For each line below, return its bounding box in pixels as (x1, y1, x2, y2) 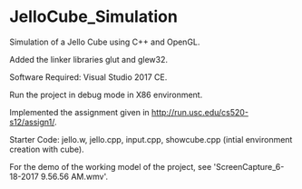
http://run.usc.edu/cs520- (151, 106, 249, 117)
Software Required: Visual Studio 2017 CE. (9, 71, 168, 83)
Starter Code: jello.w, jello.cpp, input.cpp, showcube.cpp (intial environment (9, 134, 293, 144)
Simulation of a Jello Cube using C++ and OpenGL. (9, 36, 200, 47)
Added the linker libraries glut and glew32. (9, 54, 168, 65)
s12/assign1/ (9, 116, 55, 127)
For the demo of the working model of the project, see (9, 161, 212, 172)
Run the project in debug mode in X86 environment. (9, 89, 203, 100)
